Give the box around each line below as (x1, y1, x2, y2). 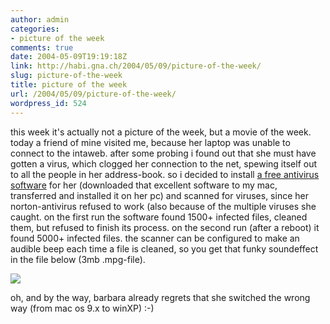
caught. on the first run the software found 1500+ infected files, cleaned (10, 211, 308, 223)
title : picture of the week (10, 80, 128, 90)
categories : (10, 24, 60, 34)
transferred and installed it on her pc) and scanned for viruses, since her (10, 189, 309, 201)
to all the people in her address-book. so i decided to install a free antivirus (10, 168, 320, 180)
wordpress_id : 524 (10, 98, 87, 108)
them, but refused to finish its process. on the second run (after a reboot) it (10, 221, 320, 233)
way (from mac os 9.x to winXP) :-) (10, 302, 155, 314)
